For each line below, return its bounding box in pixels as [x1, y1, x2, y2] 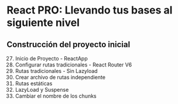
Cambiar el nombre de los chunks [15, 92, 97, 99]
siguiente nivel [6, 16, 80, 29]
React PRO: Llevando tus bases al [6, 4, 173, 17]
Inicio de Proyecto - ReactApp [15, 55, 88, 62]
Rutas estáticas [15, 80, 53, 87]
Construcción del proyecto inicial [6, 39, 131, 49]
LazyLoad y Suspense [15, 86, 69, 93]
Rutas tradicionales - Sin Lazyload [15, 68, 98, 74]
